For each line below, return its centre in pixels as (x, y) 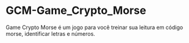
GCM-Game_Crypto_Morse (76, 11)
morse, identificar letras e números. (51, 33)
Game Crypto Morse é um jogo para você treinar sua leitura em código (94, 27)
